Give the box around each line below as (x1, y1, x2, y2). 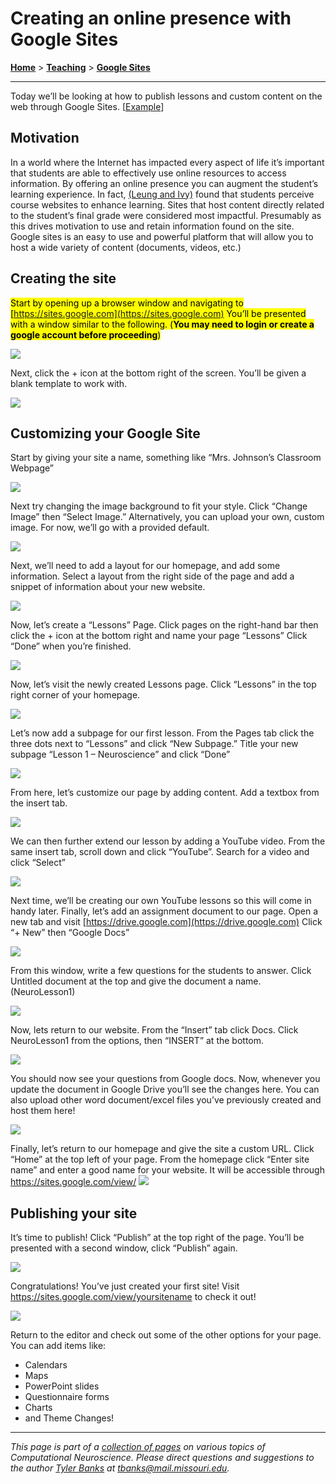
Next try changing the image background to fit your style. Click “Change (10, 500, 308, 512)
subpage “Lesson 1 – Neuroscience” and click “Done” (10, 748, 231, 761)
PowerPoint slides (24, 1380, 100, 1392)
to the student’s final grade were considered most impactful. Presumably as (10, 209, 322, 221)
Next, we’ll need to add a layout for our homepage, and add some (10, 560, 281, 572)
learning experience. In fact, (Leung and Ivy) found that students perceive (10, 188, 315, 200)
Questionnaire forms (24, 1391, 110, 1403)
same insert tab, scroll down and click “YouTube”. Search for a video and (10, 846, 310, 858)
